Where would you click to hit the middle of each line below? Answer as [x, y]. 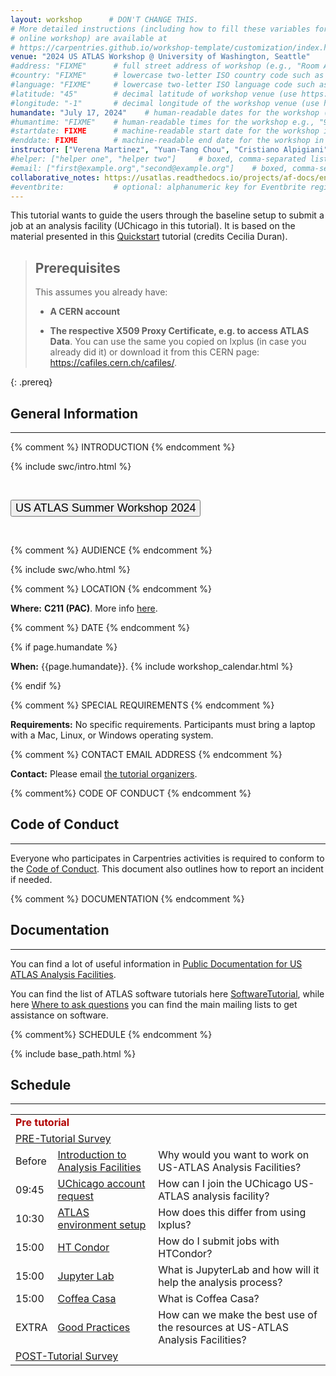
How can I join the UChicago [225, 1184]
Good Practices [94, 1328]
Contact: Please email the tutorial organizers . [104, 774]
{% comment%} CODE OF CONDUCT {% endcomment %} [131, 793]
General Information [74, 413]
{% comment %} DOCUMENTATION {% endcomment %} [127, 898]
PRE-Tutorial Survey [63, 1139]
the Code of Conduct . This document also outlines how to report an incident [167, 868]
